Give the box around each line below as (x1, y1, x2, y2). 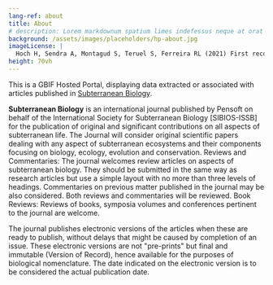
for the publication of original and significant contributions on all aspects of (8, 121, 260, 131)
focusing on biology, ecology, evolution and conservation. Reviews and (8, 147, 246, 157)
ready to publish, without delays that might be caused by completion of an (8, 232, 258, 242)
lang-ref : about (8, 11, 63, 20)
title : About (8, 20, 53, 28)
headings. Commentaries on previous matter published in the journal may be (8, 182, 265, 191)
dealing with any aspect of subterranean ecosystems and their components (8, 138, 262, 148)
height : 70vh (8, 58, 53, 66)
